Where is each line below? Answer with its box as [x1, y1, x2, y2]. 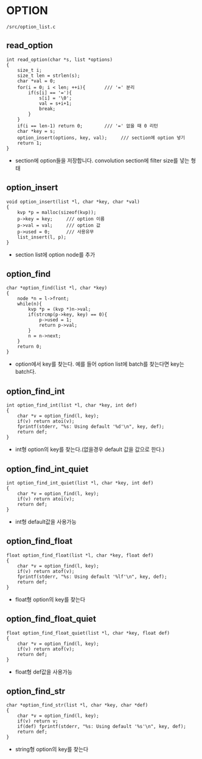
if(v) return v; [17, 718, 59, 724]
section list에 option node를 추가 [15, 251, 96, 258]
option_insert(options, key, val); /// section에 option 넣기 [17, 135, 186, 141]
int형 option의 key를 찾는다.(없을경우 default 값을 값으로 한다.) [15, 446, 165, 453]
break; [38, 105, 56, 112]
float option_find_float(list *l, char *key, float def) [6, 552, 154, 558]
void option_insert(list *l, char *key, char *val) [6, 199, 140, 205]
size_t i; [17, 67, 43, 73]
